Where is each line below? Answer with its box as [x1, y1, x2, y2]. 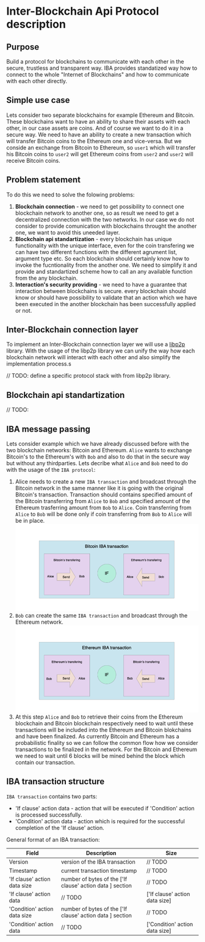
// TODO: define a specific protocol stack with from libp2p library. [6, 372, 171, 379]
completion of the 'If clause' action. [15, 824, 105, 831]
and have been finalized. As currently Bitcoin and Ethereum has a [15, 733, 180, 740]
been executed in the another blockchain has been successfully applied [15, 300, 196, 307]
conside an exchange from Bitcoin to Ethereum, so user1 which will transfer [6, 144, 196, 151]
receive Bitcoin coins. [6, 157, 60, 164]
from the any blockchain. [15, 274, 78, 282]
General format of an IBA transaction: [6, 835, 100, 843]
